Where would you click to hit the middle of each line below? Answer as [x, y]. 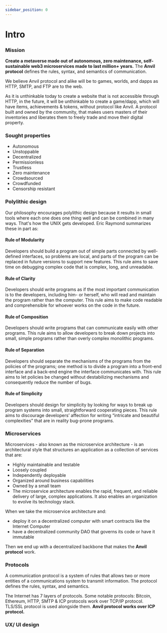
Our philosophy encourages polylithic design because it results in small [78, 212]
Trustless [22, 168]
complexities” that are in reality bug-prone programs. [60, 421]
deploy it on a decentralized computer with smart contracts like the [81, 521]
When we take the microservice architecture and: [56, 511]
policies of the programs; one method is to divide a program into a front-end [83, 366]
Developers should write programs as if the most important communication [82, 289]
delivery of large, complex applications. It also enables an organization [85, 496]
